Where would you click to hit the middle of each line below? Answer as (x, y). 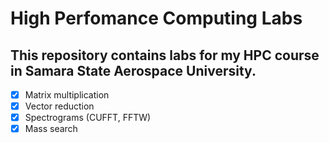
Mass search (51, 129)
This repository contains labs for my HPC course (165, 55)
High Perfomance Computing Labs (156, 18)
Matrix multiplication (67, 95)
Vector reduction (59, 106)
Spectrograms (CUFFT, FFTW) (88, 118)
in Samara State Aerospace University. (133, 70)
